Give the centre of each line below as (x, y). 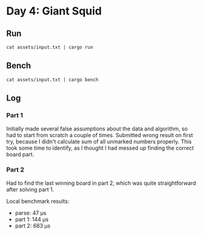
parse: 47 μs (31, 213)
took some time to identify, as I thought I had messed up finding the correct (100, 148)
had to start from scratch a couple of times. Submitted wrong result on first (100, 135)
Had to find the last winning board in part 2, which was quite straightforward (101, 183)
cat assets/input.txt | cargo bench (52, 80)
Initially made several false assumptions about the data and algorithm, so (97, 129)
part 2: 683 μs (33, 225)
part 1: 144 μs (32, 219)
